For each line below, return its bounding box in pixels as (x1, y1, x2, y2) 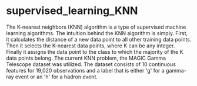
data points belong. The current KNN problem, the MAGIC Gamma (6, 54, 166, 61)
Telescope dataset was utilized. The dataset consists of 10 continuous (6, 60, 176, 68)
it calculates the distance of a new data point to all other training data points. (6, 36, 192, 43)
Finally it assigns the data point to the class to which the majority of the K (6, 48, 183, 55)
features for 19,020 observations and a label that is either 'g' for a (6, 67, 165, 74)
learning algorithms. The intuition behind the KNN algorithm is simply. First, (6, 29, 188, 36)
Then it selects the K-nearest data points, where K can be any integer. (6, 42, 175, 49)
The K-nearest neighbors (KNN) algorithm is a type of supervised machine (6, 23, 186, 30)
